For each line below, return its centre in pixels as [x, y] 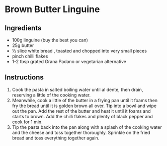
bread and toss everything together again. [56, 138]
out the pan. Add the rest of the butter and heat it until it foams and [81, 111]
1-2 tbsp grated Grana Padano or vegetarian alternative [69, 61]
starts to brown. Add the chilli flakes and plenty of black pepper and [82, 116]
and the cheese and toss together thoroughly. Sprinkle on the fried [81, 132]
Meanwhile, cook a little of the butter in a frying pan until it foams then [85, 100]
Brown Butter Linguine [52, 9]
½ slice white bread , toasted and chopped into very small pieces [79, 51]
